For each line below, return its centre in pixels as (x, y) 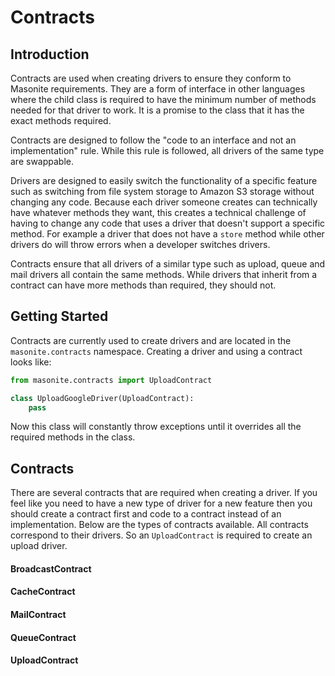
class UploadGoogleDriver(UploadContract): (102, 398)
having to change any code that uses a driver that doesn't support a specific (168, 223)
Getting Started (59, 316)
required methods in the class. (73, 437)
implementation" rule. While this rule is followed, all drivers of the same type (167, 150)
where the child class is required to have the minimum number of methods (163, 99)
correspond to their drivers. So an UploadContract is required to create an (161, 535)
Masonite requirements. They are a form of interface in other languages (158, 89)
